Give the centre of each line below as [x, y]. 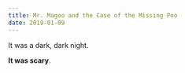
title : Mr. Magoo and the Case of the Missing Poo [93, 15]
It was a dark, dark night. [48, 45]
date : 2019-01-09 [37, 23]
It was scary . [30, 60]
